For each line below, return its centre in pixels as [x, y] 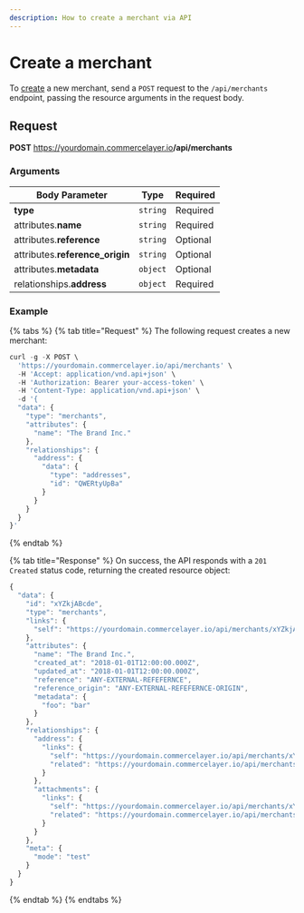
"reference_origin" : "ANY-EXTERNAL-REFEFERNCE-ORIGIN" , [141, 688]
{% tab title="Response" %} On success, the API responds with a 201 [138, 561]
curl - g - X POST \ [44, 357]
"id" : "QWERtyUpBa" [86, 484]
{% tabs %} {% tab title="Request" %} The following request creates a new [150, 330]
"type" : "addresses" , [90, 476]
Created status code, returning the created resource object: [120, 570]
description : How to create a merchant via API [101, 18]
